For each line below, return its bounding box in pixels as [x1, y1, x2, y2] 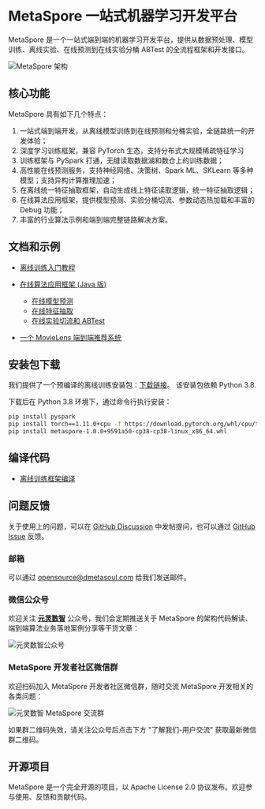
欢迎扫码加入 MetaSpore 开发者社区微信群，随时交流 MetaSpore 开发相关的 [8, 681, 254, 691]
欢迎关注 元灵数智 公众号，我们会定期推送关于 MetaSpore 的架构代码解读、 [8, 613, 252, 624]
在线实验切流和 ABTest [31, 316, 105, 325]
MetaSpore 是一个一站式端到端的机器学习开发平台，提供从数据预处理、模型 [8, 35, 254, 44]
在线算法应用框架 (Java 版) [19, 279, 107, 289]
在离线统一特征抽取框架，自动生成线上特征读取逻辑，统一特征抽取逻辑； [19, 185, 255, 194]
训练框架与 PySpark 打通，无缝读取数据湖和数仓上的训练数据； [19, 155, 225, 165]
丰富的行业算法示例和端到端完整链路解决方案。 [19, 215, 172, 224]
